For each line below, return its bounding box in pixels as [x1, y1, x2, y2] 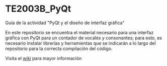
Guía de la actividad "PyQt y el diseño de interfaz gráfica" [5, 20, 125, 26]
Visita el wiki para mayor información [5, 55, 82, 61]
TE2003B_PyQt [5, 3, 71, 15]
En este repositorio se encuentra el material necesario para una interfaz [5, 29, 154, 35]
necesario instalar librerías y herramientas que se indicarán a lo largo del [5, 40, 156, 46]
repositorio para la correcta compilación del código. [5, 45, 113, 51]
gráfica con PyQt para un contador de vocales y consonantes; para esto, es [5, 35, 162, 41]
